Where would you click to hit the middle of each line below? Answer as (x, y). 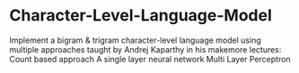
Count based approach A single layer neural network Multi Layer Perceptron (150, 59)
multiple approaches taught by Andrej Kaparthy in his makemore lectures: (145, 49)
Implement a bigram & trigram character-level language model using (136, 40)
